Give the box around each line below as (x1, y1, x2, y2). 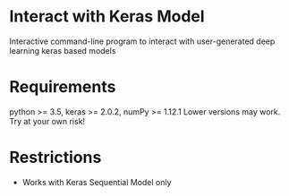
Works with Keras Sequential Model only (21, 176, 172, 187)
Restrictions (9, 148, 102, 167)
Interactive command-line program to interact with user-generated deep (9, 36, 276, 47)
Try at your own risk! (9, 115, 86, 126)
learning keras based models (9, 45, 116, 55)
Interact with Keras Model (9, 6, 205, 27)
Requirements (9, 77, 116, 98)
